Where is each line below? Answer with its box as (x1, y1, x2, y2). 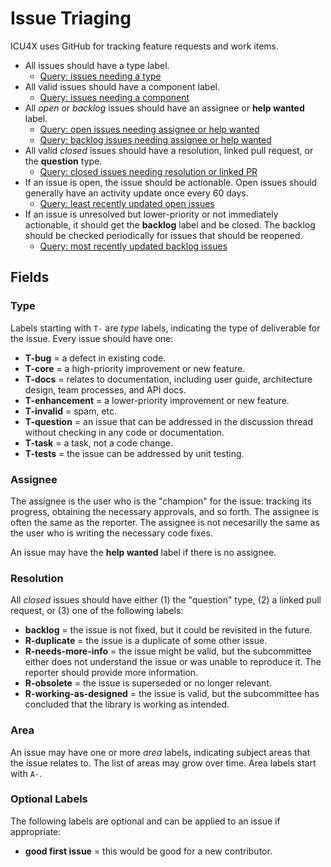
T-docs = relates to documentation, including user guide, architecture (24, 373, 313, 385)
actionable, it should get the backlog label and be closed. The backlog (24, 218, 316, 231)
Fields (10, 269, 50, 286)
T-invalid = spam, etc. (24, 405, 117, 417)
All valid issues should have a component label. (24, 80, 220, 92)
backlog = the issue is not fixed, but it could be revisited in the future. (24, 624, 313, 636)
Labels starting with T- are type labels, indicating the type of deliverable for (10, 322, 321, 334)
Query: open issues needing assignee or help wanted (39, 123, 260, 135)
